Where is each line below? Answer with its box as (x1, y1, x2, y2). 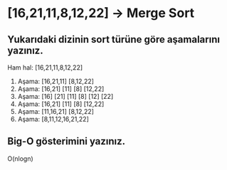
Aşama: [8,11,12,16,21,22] (17, 115, 89, 123)
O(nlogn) (7, 154, 33, 163)
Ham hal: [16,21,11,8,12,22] (7, 63, 83, 72)
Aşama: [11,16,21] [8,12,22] (17, 107, 95, 115)
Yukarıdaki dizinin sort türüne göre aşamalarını (7, 33, 221, 46)
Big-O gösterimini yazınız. (7, 135, 126, 147)
